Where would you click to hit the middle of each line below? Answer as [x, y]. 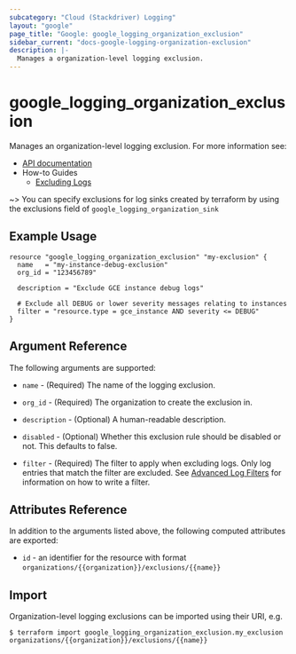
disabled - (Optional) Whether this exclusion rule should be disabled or [152, 437]
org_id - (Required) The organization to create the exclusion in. [137, 402]
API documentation [57, 163]
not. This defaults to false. [70, 445]
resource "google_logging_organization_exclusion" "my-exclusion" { [138, 257]
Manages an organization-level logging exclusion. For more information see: [148, 146]
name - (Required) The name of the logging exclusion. [118, 385]
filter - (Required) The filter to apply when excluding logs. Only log [147, 463]
